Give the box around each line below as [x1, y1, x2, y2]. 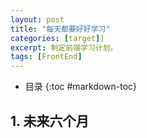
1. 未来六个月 [10, 112, 90, 130]
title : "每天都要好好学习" [10, 24, 111, 34]
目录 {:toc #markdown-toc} [24, 81, 138, 93]
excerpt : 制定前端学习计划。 [10, 42, 118, 53]
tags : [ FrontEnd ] [10, 52, 83, 62]
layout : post [10, 14, 65, 25]
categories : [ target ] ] [10, 33, 105, 43]
